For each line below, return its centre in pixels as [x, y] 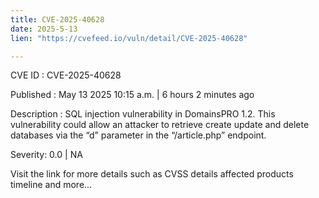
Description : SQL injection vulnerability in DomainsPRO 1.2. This [143, 114]
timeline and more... [51, 185]
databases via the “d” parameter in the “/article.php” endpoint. [138, 135]
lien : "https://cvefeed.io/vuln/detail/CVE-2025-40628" [129, 38]
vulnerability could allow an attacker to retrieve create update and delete [160, 125]
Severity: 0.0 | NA [46, 155]
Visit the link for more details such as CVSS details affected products [152, 174]
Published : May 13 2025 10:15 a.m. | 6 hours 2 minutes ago [132, 95]
